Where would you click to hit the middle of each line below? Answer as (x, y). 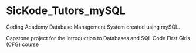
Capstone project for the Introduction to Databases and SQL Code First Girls (98, 38)
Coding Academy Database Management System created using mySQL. (93, 27)
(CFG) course (23, 44)
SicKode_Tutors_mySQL (66, 11)
